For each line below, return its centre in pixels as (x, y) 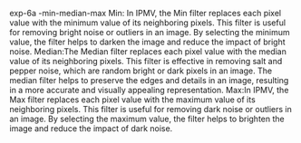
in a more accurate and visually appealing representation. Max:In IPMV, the (149, 90)
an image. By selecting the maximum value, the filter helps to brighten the (147, 119)
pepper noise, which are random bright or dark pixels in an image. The (141, 71)
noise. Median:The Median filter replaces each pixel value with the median (148, 52)
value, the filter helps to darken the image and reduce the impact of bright (147, 42)
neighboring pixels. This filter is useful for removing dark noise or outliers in (150, 109)
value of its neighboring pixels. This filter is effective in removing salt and (146, 61)
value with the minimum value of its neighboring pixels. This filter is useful (148, 23)
